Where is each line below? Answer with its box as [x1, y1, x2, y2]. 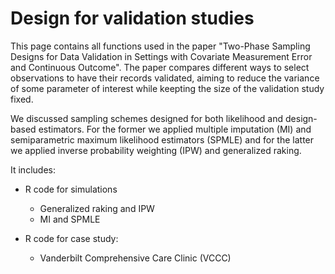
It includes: [10, 163, 56, 176]
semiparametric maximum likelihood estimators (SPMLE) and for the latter [10, 133, 315, 146]
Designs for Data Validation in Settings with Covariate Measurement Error [10, 50, 313, 62]
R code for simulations [24, 183, 118, 195]
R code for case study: [24, 232, 119, 244]
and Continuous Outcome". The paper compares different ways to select [10, 61, 310, 73]
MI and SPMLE [39, 213, 101, 225]
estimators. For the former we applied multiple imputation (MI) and [38, 123, 312, 135]
